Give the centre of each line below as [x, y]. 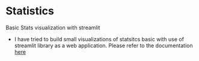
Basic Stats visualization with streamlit [53, 28]
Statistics [30, 11]
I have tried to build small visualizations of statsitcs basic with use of [99, 39]
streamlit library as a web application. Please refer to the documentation [103, 45]
